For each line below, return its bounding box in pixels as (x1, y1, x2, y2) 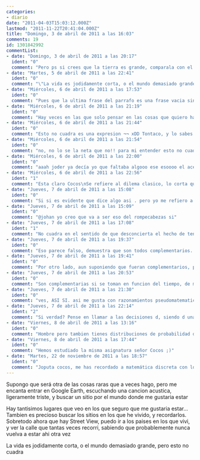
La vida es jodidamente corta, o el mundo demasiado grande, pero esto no (6, 441, 189, 449)
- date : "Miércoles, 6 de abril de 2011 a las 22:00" (6, 153, 143, 159)
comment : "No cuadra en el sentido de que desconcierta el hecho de (11, 231, 185, 237)
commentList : (6, 48, 39, 54)
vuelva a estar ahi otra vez (6, 430, 71, 437)
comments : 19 (6, 36, 39, 42)
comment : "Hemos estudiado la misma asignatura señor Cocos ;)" (11, 348, 174, 354)
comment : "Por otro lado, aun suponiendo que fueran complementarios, (11, 264, 190, 271)
